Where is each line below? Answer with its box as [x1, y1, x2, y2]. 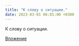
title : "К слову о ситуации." [5, 7, 68, 12]
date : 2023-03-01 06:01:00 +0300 [5, 12, 75, 17]
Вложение [5, 35, 27, 41]
